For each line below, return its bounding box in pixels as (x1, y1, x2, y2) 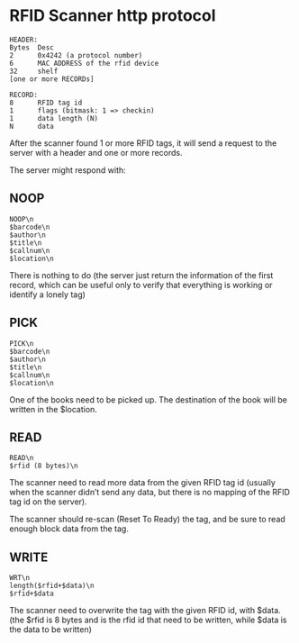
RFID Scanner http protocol (9, 5, 216, 26)
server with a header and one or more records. (9, 147, 183, 158)
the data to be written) (9, 624, 93, 635)
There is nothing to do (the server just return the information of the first (9, 269, 274, 280)
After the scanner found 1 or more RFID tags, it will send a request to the (9, 137, 277, 149)
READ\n (9, 454, 34, 463)
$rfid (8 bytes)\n (9, 461, 78, 471)
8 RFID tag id (9, 98, 83, 107)
